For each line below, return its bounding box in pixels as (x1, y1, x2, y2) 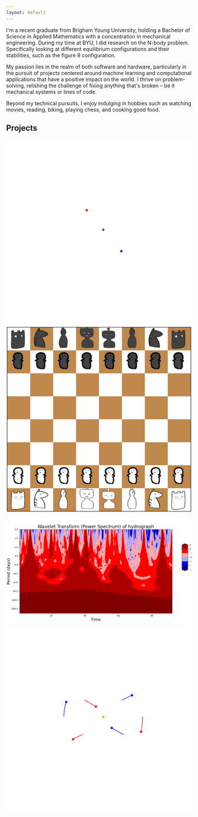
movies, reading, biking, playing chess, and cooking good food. (6, 106, 160, 113)
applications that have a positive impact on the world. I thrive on (6, 76, 161, 83)
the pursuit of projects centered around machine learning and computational (6, 69, 192, 76)
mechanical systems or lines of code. (6, 88, 97, 95)
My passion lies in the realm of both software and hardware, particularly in (6, 63, 187, 70)
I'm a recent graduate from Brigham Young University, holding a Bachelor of (6, 27, 190, 34)
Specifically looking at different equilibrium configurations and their (6, 45, 170, 53)
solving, (6, 82, 25, 89)
